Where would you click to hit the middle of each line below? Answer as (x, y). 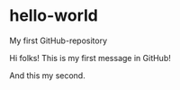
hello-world (54, 16)
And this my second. (47, 75)
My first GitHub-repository (58, 40)
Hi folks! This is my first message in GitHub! (90, 58)
